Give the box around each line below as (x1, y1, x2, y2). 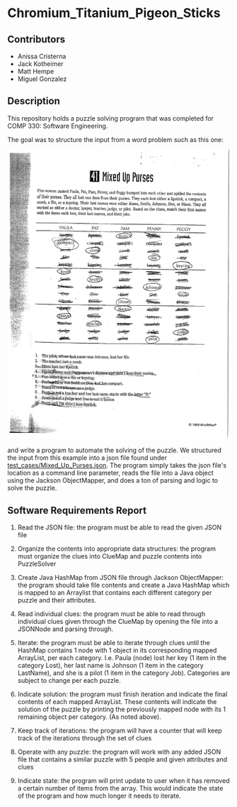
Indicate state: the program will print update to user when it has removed (17, 776, 230, 785)
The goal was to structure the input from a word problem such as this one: (7, 135, 224, 143)
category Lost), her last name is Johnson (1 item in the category (17, 661, 204, 670)
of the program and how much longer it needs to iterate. (17, 791, 182, 800)
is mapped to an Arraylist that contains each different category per (17, 588, 212, 597)
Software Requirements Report (7, 504, 147, 516)
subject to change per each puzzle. (17, 676, 122, 685)
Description (7, 95, 60, 107)
